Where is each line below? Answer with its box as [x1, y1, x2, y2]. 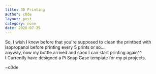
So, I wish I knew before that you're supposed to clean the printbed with [5, 39, 152, 45]
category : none [5, 21, 36, 26]
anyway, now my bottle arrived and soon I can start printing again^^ [5, 50, 142, 56]
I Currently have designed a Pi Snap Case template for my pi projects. [5, 55, 146, 61]
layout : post [5, 16, 32, 21]
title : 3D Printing [5, 7, 45, 12]
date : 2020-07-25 [5, 26, 41, 31]
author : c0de [5, 12, 32, 17]
